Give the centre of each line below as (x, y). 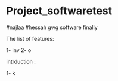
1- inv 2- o (19, 50)
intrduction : (21, 61)
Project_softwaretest (59, 11)
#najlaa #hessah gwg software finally (52, 27)
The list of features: (30, 38)
